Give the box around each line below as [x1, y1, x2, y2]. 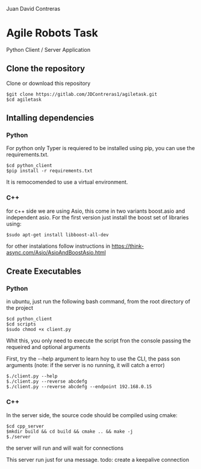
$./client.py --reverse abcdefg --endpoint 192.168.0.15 [6, 384, 152, 390]
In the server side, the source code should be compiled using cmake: [6, 411, 178, 418]
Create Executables [6, 266, 82, 277]
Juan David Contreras [6, 5, 61, 12]
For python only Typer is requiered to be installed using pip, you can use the [6, 145, 196, 152]
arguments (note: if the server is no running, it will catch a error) [6, 362, 165, 369]
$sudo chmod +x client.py [6, 327, 71, 333]
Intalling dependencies [6, 113, 94, 123]
